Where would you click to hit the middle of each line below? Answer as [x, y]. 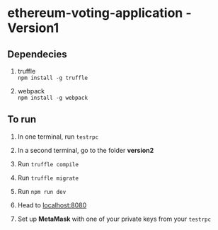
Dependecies [37, 54]
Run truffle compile [48, 163]
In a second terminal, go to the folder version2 [86, 150]
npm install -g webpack [53, 98]
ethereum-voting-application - [100, 13]
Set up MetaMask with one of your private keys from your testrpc [114, 219]
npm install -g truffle [53, 78]
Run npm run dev [42, 191]
